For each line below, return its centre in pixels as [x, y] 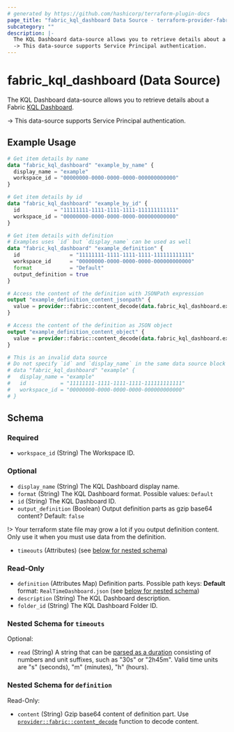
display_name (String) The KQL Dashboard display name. [98, 486]
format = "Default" [59, 268]
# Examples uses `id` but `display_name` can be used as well [99, 242]
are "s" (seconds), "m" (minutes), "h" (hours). [83, 667]
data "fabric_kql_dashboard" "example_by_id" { [78, 203]
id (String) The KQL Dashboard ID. [67, 501]
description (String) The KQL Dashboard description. [94, 598]
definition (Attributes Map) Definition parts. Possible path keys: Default [121, 583]
